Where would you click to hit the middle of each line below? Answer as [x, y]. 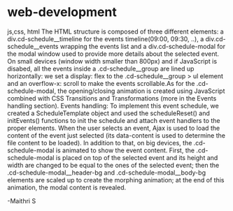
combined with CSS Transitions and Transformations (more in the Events [112, 98]
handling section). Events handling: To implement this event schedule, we [113, 105]
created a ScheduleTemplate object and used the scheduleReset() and [108, 113]
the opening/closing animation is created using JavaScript [141, 91]
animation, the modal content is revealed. [67, 187]
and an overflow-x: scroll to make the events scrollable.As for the [101, 83]
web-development [62, 12]
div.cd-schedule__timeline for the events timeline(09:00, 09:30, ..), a [106, 38]
